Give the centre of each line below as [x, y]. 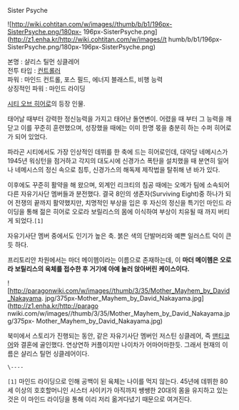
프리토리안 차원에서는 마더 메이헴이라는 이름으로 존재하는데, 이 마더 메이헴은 [113, 260]
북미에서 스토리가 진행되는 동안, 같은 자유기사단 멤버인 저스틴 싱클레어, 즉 [109, 336]
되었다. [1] [29, 220]
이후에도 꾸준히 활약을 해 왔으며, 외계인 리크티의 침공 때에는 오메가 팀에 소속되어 [119, 185]
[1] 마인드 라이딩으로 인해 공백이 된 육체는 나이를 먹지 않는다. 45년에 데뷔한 [113, 381]
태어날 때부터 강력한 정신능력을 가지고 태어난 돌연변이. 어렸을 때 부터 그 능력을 [116, 119]
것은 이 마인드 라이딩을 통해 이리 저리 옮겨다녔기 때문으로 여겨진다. [100, 399]
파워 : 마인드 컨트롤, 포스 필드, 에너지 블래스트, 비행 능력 [85, 79]
